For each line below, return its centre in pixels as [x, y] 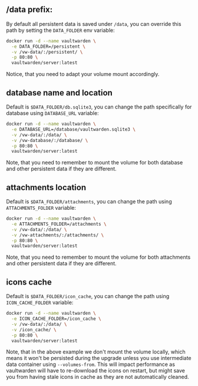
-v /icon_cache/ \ [34, 329]
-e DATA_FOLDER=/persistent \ [48, 47]
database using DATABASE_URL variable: [52, 113]
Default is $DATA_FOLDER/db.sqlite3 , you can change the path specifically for [99, 107]
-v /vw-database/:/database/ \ [50, 140]
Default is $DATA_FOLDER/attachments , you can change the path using [89, 202]
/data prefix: [29, 10]
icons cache [29, 282]
